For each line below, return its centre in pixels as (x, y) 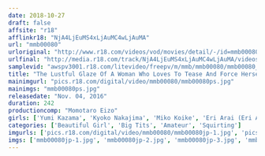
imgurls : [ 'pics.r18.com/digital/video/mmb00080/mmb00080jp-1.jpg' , (123, 132)
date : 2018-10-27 (37, 15)
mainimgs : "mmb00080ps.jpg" (54, 89)
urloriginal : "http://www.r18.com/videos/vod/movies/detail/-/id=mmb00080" (135, 52)
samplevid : (26, 67)
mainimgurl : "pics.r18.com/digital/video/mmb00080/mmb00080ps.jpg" (121, 81)
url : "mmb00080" (35, 45)
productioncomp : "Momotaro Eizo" (63, 111)
